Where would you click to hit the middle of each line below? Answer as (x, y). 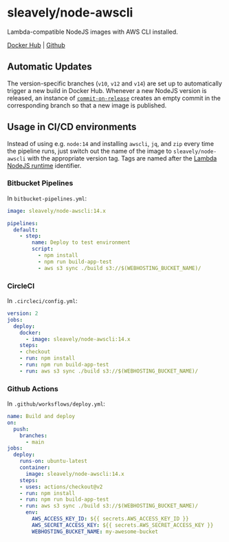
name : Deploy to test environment (81, 242)
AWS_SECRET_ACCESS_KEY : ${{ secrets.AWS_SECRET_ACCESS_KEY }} (123, 525)
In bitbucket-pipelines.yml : (47, 198)
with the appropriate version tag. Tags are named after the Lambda (122, 158)
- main (35, 442)
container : (35, 468)
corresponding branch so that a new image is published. (87, 105)
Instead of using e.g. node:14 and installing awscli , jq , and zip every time (111, 143)
